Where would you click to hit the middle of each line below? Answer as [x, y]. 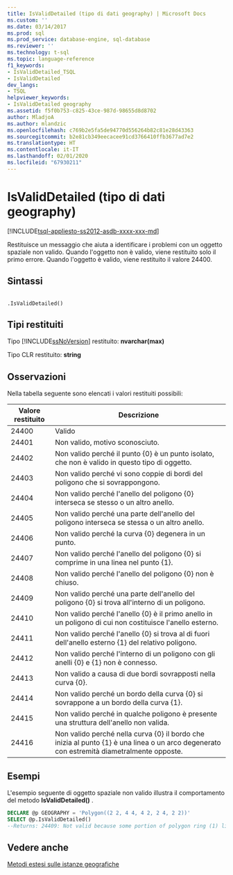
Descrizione [139, 415]
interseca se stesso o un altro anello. [115, 503]
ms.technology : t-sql [38, 53]
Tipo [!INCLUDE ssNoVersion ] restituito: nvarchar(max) [86, 341]
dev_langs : [23, 85]
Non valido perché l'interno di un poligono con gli [135, 654]
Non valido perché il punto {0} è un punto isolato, [135, 454]
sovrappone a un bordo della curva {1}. [119, 702]
